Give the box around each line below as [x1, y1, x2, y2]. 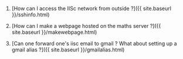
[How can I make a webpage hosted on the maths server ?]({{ [11, 23, 161, 29]
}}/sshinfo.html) [11, 11, 50, 18]
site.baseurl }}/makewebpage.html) [11, 29, 97, 36]
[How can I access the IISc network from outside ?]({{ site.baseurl [11, 5, 172, 12]
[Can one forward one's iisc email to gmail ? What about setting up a [11, 40, 177, 47]
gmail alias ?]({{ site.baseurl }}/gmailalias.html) [11, 46, 125, 53]
